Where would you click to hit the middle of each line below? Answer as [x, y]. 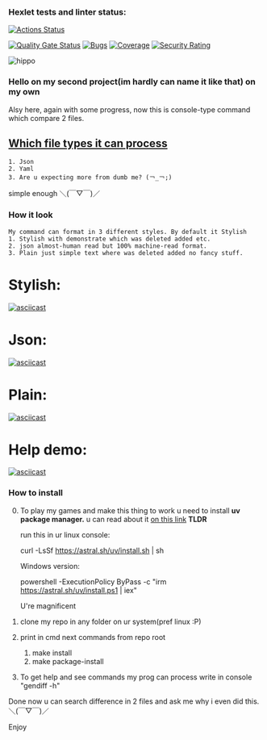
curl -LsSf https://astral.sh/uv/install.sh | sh [92, 550]
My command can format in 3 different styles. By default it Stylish [128, 232]
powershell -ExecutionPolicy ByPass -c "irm [93, 581]
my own [24, 92]
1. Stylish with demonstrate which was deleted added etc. [110, 239]
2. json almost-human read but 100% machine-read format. [108, 246]
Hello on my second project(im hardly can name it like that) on [132, 82]
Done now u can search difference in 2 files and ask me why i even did [126, 701]
